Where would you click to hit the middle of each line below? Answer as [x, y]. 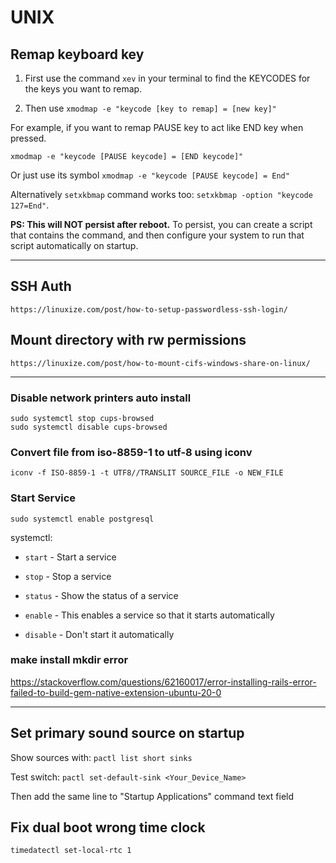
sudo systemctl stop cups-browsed [82, 418]
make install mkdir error [69, 660]
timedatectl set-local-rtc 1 [71, 851]
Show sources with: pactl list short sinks [101, 757]
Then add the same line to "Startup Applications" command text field [152, 796]
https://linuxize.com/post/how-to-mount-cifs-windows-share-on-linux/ [160, 363]
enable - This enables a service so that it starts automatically [149, 615]
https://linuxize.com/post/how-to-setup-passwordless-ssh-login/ [149, 309]
